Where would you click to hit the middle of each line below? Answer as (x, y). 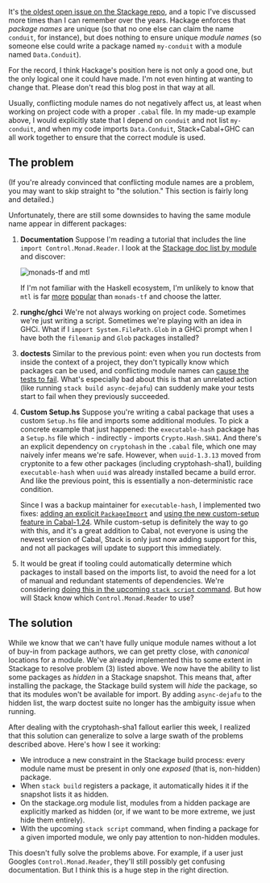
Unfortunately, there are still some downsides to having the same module (130, 215)
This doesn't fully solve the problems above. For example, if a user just (126, 852)
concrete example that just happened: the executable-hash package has (139, 429)
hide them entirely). (52, 820)
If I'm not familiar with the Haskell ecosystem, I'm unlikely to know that (137, 288)
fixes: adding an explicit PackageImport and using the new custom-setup (139, 513)
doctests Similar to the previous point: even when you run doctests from (141, 353)
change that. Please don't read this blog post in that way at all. (112, 87)
